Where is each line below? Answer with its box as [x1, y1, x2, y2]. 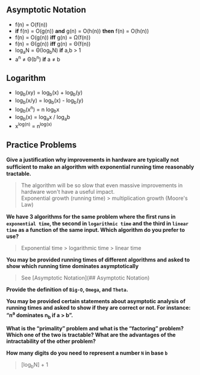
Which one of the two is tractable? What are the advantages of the [6, 331, 176, 338]
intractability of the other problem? [6, 338, 96, 345]
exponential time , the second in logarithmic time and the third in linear [6, 220, 189, 227]
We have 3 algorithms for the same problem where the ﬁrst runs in [6, 213, 176, 220]
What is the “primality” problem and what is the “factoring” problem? [6, 324, 184, 332]
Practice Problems [6, 139, 77, 150]
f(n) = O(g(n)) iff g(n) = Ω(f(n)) [14, 33, 91, 41]
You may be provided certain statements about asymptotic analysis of [6, 298, 186, 305]
